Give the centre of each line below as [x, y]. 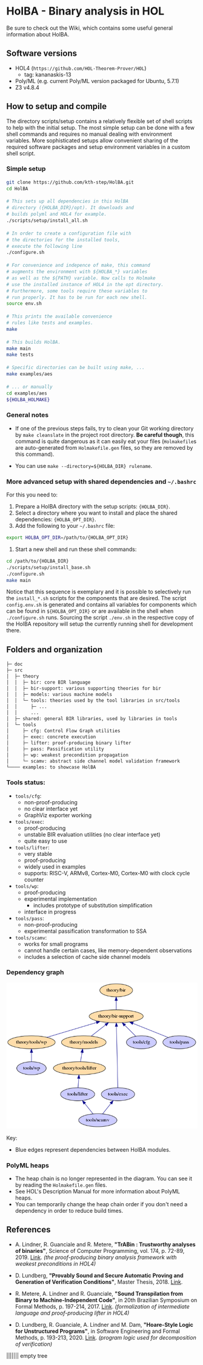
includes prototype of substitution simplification [93, 905]
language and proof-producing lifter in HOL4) [72, 1313]
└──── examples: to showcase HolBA [51, 767]
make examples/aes [29, 374]
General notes [28, 415]
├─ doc [15, 664]
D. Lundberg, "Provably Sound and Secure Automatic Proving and [99, 1275]
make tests [20, 355]
